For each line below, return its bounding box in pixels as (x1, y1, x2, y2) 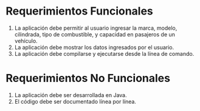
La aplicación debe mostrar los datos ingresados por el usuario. (14, 44, 174, 51)
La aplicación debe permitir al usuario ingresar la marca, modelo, (14, 24, 178, 32)
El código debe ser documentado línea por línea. (14, 98, 136, 105)
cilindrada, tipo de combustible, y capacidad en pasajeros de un (14, 30, 176, 38)
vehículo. (14, 37, 38, 44)
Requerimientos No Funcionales (5, 72, 171, 86)
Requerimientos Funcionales (5, 4, 153, 18)
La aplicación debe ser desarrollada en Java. (14, 91, 127, 98)
